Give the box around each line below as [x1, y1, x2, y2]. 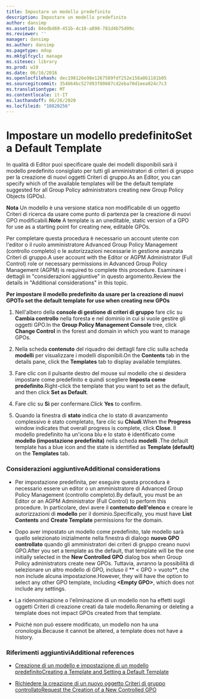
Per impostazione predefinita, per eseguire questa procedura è [14, 478, 170, 485]
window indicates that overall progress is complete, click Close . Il [14, 425, 176, 432]
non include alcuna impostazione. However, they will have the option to [14, 572, 189, 579]
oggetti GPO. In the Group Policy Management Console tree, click [14, 321, 177, 329]
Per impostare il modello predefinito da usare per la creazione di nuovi [6, 290, 184, 298]
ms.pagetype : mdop [6, 48, 52, 54]
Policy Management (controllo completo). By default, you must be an [14, 491, 183, 498]
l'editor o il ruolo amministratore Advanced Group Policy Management [6, 241, 178, 248]
